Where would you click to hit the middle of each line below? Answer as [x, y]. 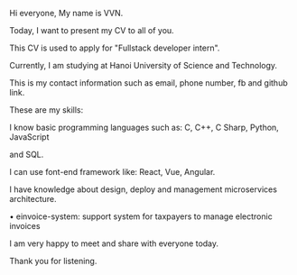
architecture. [33, 199]
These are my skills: [46, 110]
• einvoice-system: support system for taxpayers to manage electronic [141, 216]
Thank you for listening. [53, 261]
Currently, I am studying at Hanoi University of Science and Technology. [144, 65]
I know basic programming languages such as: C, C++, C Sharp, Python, [144, 127]
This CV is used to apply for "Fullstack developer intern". [115, 48]
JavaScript [29, 137]
